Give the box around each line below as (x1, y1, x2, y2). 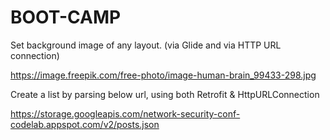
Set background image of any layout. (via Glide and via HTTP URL (10, 39, 282, 51)
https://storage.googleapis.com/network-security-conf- (10, 107, 241, 120)
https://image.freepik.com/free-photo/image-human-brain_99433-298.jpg (10, 69, 317, 81)
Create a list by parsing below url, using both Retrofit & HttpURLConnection (10, 88, 320, 100)
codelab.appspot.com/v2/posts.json (10, 118, 160, 130)
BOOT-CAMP (10, 6, 122, 29)
